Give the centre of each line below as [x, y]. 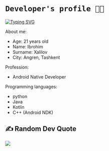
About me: [16, 31]
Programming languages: [31, 87]
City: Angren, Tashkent [36, 57]
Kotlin [18, 107]
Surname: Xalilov [30, 52]
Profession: [17, 67]
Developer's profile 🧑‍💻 [55, 9]
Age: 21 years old [30, 41]
